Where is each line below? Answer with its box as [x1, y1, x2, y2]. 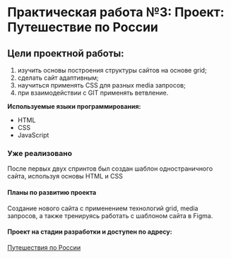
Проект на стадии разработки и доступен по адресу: [7, 227, 172, 236]
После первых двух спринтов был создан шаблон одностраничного [7, 164, 213, 173]
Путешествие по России [7, 19, 159, 35]
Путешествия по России [7, 243, 81, 251]
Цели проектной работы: [7, 47, 125, 59]
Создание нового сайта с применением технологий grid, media [7, 204, 199, 212]
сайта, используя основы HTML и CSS [7, 172, 124, 181]
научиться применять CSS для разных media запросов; [17, 81, 186, 89]
